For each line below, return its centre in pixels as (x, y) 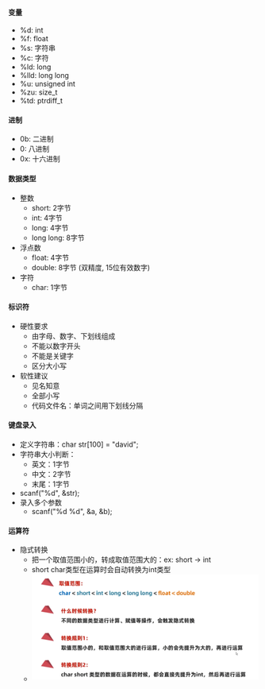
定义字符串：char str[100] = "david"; (79, 444)
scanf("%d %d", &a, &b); (72, 512)
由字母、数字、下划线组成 (73, 336)
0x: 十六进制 (40, 159)
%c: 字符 (34, 58)
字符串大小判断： (48, 455)
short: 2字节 (51, 207)
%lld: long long (44, 75)
